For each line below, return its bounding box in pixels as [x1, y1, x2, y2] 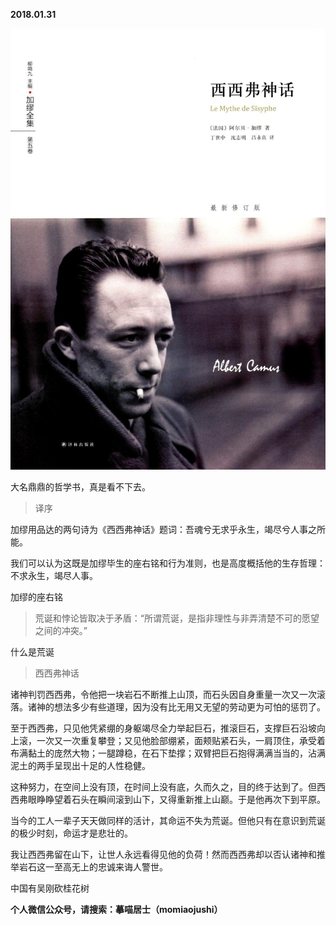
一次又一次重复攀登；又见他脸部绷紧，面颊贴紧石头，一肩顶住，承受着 [36, 735, 326, 746]
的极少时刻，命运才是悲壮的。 [10, 827, 133, 839]
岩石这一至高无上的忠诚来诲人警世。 [18, 861, 168, 873]
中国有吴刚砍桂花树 [10, 882, 90, 894]
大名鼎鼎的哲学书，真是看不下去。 [10, 481, 151, 493]
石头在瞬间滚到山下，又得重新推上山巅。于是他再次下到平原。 [71, 794, 326, 805]
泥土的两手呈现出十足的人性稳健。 [10, 760, 151, 771]
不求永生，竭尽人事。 [10, 570, 98, 581]
